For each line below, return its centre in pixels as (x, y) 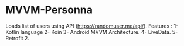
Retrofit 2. (18, 38)
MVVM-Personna (49, 10)
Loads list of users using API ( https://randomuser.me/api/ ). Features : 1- (92, 26)
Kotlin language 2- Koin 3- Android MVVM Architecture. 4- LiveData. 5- (92, 32)
